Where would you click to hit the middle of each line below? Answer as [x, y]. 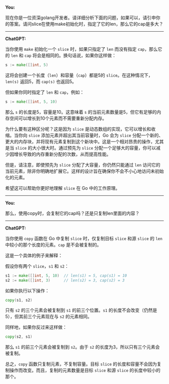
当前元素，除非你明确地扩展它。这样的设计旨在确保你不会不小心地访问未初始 [84, 171]
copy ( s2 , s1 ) [19, 337]
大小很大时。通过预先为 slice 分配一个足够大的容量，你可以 [94, 147]
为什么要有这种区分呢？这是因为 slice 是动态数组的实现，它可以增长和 [78, 129]
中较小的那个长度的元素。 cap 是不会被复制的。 [53, 245]
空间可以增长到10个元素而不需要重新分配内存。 [58, 118]
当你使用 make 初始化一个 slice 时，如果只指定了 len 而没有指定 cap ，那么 [81, 49]
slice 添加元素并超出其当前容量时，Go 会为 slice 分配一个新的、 [96, 135]
